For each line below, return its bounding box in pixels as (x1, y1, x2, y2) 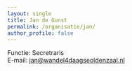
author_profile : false (7, 29, 74, 37)
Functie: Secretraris (7, 49, 65, 57)
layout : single (7, 10, 52, 17)
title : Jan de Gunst (7, 17, 68, 24)
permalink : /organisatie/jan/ (7, 23, 96, 30)
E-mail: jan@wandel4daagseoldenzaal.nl (7, 56, 125, 65)
